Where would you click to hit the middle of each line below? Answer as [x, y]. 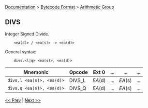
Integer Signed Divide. [27, 34]
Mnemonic [36, 72]
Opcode [79, 72]
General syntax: [21, 52]
